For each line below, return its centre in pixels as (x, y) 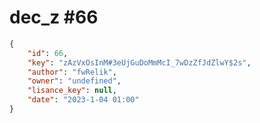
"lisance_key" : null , (72, 91)
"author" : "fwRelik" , (72, 72)
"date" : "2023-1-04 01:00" (83, 100)
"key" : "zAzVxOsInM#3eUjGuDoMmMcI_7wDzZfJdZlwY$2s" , (139, 62)
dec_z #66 (54, 17)
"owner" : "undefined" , (74, 81)
